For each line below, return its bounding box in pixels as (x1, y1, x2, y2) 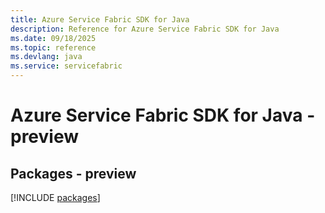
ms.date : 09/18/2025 (10, 33, 97, 43)
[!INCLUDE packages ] (10, 192, 101, 203)
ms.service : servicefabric (10, 61, 123, 71)
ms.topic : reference (10, 42, 97, 53)
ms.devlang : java (10, 52, 83, 62)
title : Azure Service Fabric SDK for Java (10, 14, 190, 25)
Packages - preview (10, 165, 137, 182)
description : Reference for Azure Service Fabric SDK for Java (10, 24, 280, 34)
